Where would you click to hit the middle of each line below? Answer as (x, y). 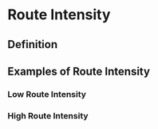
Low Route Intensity (47, 94)
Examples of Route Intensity (79, 71)
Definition (32, 44)
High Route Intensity (48, 115)
